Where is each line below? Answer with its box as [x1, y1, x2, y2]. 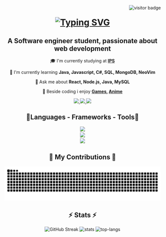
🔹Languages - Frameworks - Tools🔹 [26, 113, 139, 121]
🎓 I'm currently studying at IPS [50, 58, 115, 63]
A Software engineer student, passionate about [7, 37, 158, 45]
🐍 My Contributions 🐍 [49, 153, 116, 162]
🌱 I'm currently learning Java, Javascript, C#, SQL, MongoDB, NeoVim [9, 69, 156, 75]
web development [54, 44, 111, 53]
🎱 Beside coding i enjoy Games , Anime [42, 89, 123, 94]
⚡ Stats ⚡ [68, 211, 97, 219]
